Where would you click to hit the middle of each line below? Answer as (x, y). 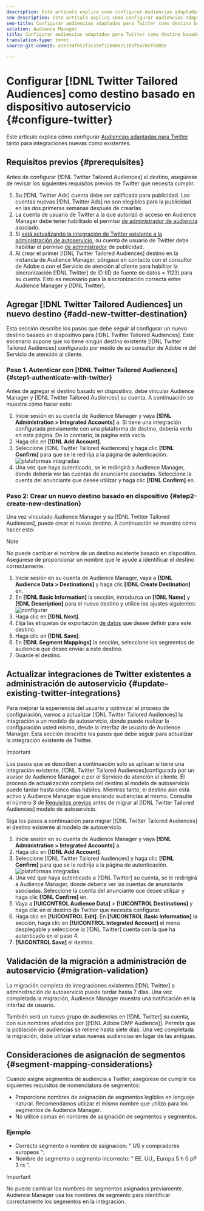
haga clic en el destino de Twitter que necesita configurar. (88, 910)
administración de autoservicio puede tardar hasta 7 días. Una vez (89, 992)
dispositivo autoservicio (69, 107)
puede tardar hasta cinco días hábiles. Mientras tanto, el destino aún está (98, 790)
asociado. (27, 227)
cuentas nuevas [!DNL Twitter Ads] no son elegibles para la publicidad (103, 202)
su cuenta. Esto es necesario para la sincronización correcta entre (98, 279)
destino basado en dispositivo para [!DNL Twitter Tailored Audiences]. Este (100, 335)
